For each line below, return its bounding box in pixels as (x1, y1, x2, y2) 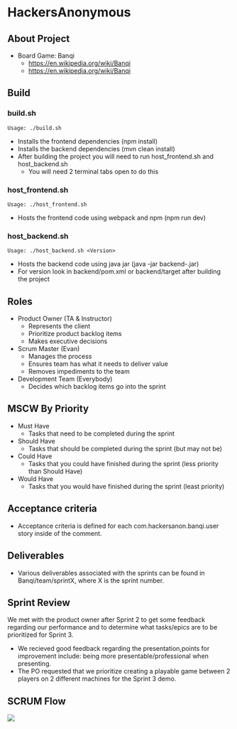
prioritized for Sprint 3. (7, 630, 74, 639)
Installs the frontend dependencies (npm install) (17, 136, 158, 146)
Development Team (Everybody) (17, 374, 113, 384)
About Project (7, 33, 70, 45)
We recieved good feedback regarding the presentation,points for (17, 644, 210, 653)
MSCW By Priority (7, 403, 89, 415)
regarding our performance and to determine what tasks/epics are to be (7, 623, 218, 632)
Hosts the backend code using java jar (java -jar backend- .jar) (17, 260, 199, 269)
